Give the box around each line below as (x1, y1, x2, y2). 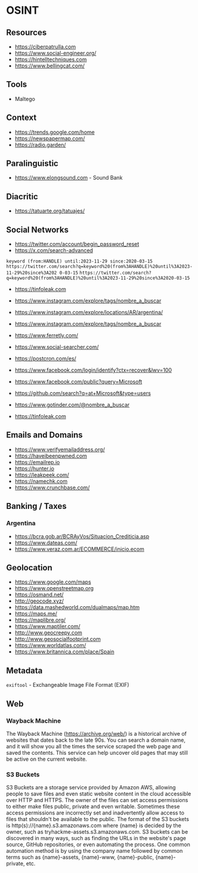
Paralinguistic (6, 159, 58, 169)
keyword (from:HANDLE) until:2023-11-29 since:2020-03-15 (6, 258, 153, 264)
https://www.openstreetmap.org (14, 585, 94, 592)
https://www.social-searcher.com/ (14, 344, 99, 351)
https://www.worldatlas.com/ (14, 642, 86, 649)
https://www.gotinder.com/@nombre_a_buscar (14, 401, 130, 409)
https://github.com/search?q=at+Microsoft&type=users (14, 390, 151, 397)
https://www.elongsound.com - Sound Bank (14, 174, 123, 181)
